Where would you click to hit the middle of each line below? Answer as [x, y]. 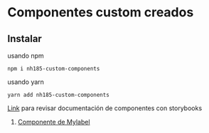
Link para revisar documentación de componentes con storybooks [105, 108]
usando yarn [26, 82]
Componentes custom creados [101, 12]
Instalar [25, 39]
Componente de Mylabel [54, 122]
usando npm [26, 55]
